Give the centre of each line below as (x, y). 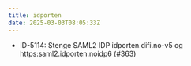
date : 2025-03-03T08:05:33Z (54, 23)
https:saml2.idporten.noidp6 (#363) (78, 53)
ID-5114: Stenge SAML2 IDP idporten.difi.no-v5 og (101, 45)
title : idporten (35, 15)
